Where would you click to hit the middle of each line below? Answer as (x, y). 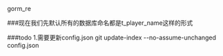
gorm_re (19, 9)
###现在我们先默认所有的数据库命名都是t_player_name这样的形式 (100, 23)
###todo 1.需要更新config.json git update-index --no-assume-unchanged (111, 37)
